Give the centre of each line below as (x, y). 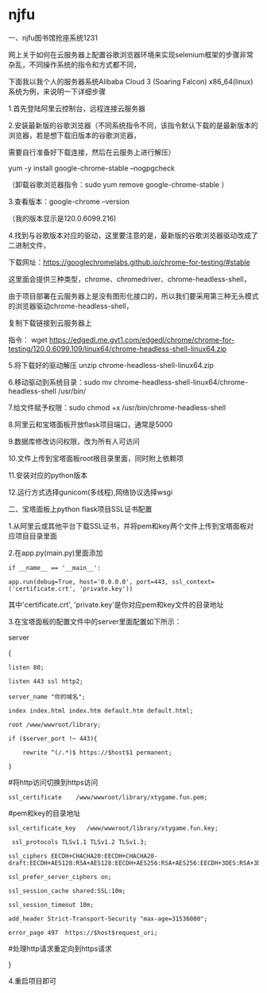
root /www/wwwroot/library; (55, 725)
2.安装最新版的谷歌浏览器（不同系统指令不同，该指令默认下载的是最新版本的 (133, 125)
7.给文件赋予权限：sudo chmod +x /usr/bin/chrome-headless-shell (117, 407)
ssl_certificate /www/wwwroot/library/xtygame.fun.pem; (108, 797)
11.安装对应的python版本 (48, 475)
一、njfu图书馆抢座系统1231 (53, 37)
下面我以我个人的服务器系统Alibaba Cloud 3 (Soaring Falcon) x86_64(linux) (131, 81)
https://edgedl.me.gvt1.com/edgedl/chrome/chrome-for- (142, 339)
